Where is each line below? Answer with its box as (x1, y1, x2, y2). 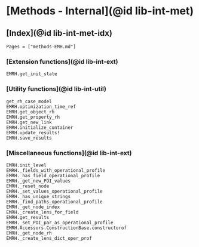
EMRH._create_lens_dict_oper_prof (6, 235, 93, 241)
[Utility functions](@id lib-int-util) (6, 85, 106, 93)
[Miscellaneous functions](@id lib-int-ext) (6, 149, 132, 157)
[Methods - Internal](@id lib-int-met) (6, 4, 194, 18)
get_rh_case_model (6, 98, 52, 104)
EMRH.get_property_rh (6, 114, 60, 120)
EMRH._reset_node (6, 183, 50, 189)
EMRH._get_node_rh (6, 230, 52, 236)
